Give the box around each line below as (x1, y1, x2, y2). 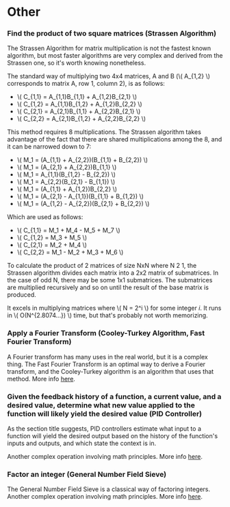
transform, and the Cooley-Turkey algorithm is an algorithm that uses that (7, 367, 214, 375)
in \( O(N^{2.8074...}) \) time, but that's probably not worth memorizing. (7, 311, 208, 319)
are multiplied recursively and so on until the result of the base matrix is (7, 283, 209, 292)
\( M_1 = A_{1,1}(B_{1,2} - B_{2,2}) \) (16, 170, 116, 179)
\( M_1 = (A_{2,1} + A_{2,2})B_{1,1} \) (16, 163, 117, 172)
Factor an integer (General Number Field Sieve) (7, 470, 166, 479)
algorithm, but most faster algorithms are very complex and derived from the (7, 52, 223, 60)
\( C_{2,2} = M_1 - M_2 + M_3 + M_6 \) (16, 248, 124, 256)
